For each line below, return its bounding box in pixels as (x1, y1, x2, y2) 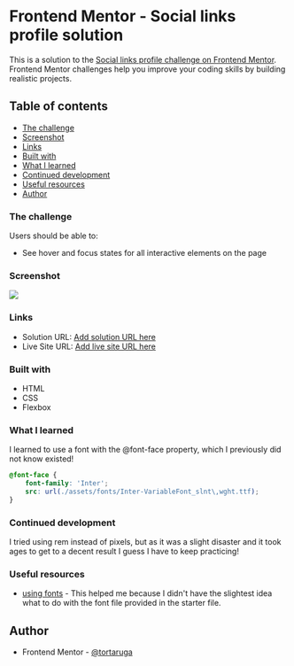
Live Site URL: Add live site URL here (21, 341, 157, 352)
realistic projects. (9, 73, 73, 83)
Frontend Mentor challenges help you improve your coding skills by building (9, 64, 286, 74)
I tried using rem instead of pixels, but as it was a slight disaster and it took (9, 537, 282, 547)
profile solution (9, 25, 124, 45)
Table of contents (9, 99, 108, 114)
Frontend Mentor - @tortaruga (21, 647, 133, 657)
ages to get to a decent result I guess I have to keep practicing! (9, 546, 239, 557)
